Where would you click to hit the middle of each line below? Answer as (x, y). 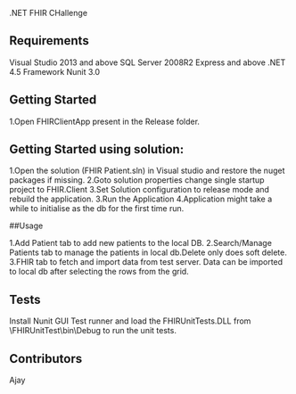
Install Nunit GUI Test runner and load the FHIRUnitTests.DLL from (130, 321)
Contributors (46, 359)
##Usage (26, 226)
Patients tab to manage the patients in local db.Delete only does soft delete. (148, 252)
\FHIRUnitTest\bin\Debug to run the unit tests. (93, 331)
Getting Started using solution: (97, 149)
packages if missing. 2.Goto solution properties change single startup (137, 180)
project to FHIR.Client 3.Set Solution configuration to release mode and (140, 190)
